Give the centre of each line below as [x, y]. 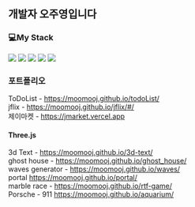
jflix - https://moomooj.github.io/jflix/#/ [71, 107]
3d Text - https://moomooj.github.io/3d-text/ [81, 152]
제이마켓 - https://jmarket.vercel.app [66, 116]
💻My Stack [31, 38]
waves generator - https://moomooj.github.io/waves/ [94, 169]
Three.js [22, 135]
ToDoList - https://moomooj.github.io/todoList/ [84, 98]
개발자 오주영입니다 [52, 14]
